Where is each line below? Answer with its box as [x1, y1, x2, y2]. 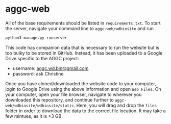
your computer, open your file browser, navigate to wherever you [5, 91, 142, 97]
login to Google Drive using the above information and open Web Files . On [5, 86, 162, 92]
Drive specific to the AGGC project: [5, 55, 79, 61]
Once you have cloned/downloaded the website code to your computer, [5, 80, 157, 87]
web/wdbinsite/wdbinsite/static [5, 103, 74, 108]
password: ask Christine [12, 70, 64, 77]
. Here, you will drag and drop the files [74, 102, 157, 108]
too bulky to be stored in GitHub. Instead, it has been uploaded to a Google [5, 49, 163, 56]
